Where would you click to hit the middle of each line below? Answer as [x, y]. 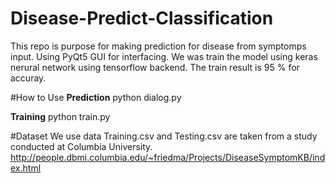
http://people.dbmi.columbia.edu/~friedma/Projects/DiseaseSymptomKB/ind [168, 157]
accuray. [28, 78]
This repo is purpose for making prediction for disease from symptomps [158, 46]
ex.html [26, 168]
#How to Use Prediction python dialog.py [96, 97]
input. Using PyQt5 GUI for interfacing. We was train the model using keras [164, 56]
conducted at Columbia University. [81, 146]
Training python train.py [60, 116]
